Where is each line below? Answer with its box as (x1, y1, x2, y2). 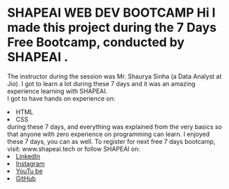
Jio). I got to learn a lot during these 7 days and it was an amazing (7, 79, 196, 88)
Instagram (16, 159, 45, 167)
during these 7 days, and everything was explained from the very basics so (7, 122, 222, 131)
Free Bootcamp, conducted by (7, 35, 185, 50)
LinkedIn (16, 151, 40, 161)
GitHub (16, 174, 36, 182)
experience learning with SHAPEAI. (7, 87, 108, 95)
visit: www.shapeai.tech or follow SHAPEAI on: (7, 145, 141, 153)
